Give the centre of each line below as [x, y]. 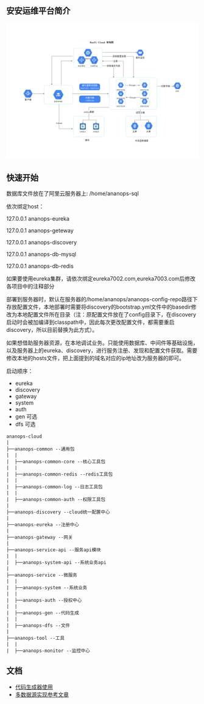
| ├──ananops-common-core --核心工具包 [56, 461]
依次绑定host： [25, 206]
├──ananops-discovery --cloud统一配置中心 [58, 512]
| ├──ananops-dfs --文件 [38, 625]
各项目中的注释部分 [30, 286]
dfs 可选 [25, 424]
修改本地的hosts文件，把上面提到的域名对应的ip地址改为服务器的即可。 [95, 358]
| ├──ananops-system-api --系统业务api [56, 562]
